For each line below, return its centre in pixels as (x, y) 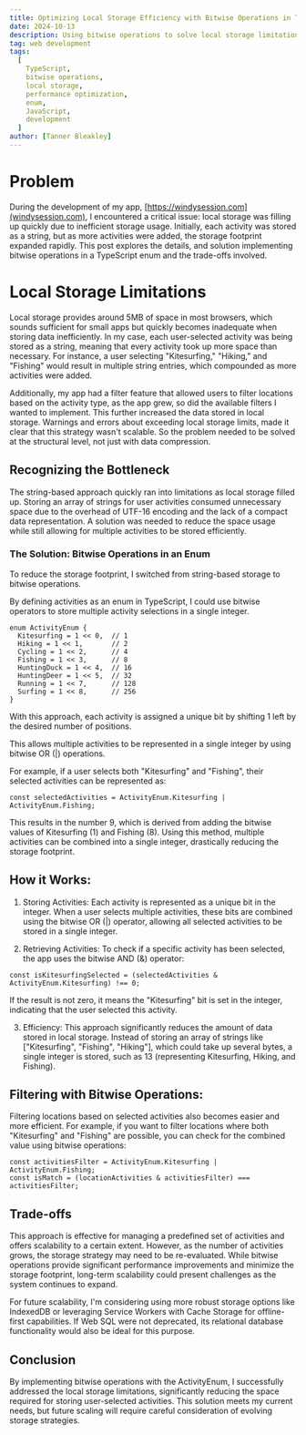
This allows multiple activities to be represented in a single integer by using (150, 743)
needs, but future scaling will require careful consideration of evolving (141, 1411)
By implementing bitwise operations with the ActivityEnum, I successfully (147, 1382)
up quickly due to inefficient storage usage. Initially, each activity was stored (153, 226)
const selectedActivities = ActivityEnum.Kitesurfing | (117, 797)
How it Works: (50, 880)
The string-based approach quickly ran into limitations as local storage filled (153, 492)
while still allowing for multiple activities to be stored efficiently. (128, 530)
